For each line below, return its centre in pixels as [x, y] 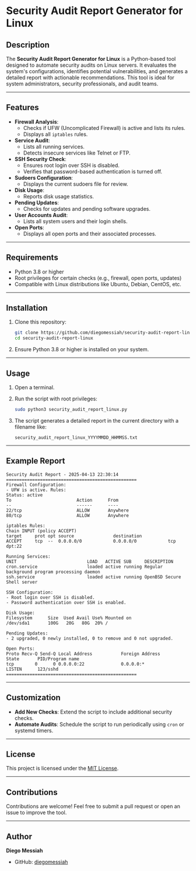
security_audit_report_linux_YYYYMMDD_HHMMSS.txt [76, 437]
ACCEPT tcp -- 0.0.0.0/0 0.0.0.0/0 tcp [91, 541]
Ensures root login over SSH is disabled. [71, 165]
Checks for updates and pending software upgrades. [87, 208]
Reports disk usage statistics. [59, 196]
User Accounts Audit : [41, 215]
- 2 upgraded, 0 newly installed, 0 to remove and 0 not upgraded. [90, 638]
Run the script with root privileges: [56, 399]
